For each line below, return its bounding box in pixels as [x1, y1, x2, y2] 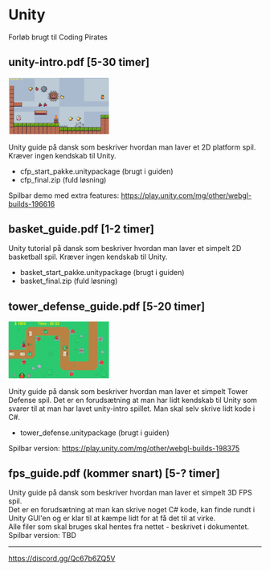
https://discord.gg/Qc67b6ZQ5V [8, 553, 116, 564]
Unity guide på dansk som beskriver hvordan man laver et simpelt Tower [8, 386, 248, 396]
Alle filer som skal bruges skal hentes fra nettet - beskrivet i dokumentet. [8, 522, 250, 532]
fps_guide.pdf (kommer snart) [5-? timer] [8, 466, 220, 480]
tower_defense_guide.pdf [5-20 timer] [8, 299, 206, 313]
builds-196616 [8, 199, 55, 208]
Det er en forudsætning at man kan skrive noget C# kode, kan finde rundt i [8, 505, 256, 515]
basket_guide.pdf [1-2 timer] [8, 222, 154, 236]
